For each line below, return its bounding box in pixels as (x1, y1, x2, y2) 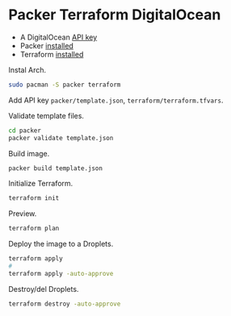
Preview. (8, 209, 37, 218)
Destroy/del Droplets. (8, 284, 79, 293)
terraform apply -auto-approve (8, 269, 114, 277)
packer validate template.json (8, 134, 114, 142)
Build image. (8, 148, 50, 158)
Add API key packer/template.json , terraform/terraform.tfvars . (8, 95, 224, 105)
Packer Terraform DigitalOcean (8, 6, 221, 24)
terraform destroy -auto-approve (8, 300, 121, 308)
